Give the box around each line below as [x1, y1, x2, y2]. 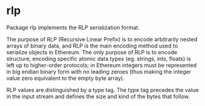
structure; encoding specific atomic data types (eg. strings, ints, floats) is [6, 55, 192, 62]
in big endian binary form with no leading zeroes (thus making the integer [6, 68, 192, 75]
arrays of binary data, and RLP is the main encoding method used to [6, 42, 179, 49]
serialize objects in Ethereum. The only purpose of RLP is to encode [6, 48, 177, 55]
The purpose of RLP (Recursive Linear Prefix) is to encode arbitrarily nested [6, 35, 198, 43]
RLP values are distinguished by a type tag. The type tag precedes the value [6, 86, 199, 93]
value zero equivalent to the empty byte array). [6, 74, 125, 82]
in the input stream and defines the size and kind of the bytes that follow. [6, 93, 190, 100]
